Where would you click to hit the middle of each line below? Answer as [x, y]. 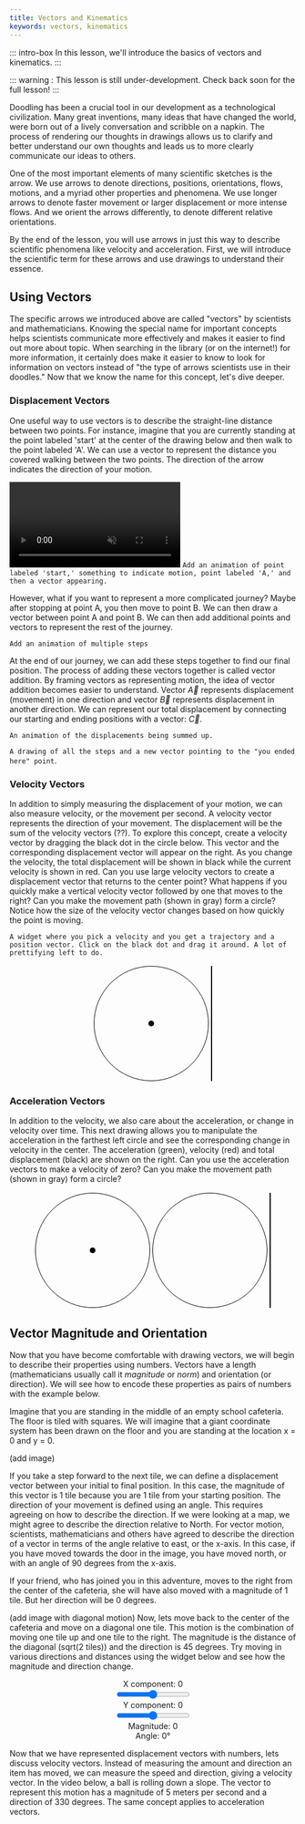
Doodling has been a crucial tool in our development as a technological [142, 107]
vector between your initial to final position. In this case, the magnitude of [147, 1486]
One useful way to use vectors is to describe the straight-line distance [141, 420]
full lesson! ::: [35, 89]
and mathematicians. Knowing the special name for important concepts [143, 328]
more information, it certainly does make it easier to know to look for [137, 358]
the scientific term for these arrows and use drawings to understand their [147, 259]
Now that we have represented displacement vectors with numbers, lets [144, 1754]
